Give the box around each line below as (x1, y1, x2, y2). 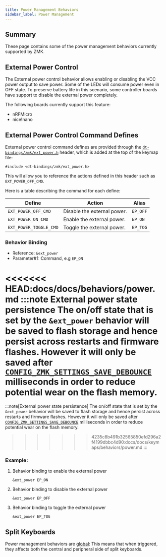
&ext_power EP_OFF (12, 496, 51, 501)
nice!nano (12, 117, 33, 123)
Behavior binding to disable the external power (12, 487, 108, 493)
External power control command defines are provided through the (5, 144, 142, 150)
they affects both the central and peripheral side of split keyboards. (5, 546, 143, 552)
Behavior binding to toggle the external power (12, 504, 106, 511)
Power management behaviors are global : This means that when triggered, (5, 541, 158, 547)
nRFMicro (12, 111, 32, 117)
